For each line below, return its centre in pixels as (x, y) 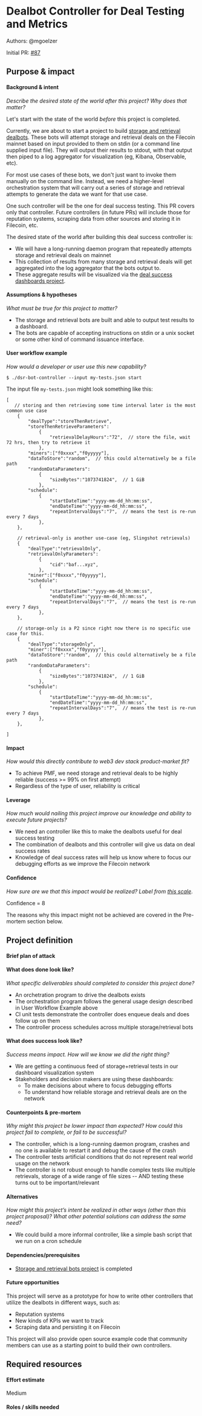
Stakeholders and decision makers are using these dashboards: (94, 1079)
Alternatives (22, 1196)
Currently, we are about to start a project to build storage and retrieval (93, 130)
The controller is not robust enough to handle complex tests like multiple (105, 1170)
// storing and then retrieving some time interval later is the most (105, 405)
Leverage (18, 800)
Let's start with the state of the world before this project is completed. (93, 119)
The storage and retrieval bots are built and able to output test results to (105, 320)
